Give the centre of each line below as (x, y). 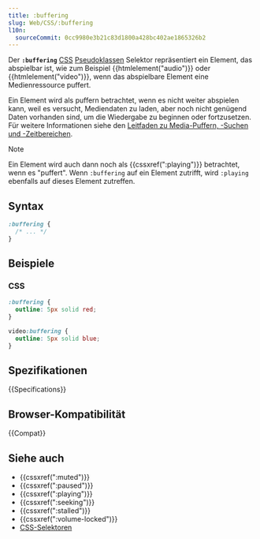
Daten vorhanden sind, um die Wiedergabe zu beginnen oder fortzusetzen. (130, 117)
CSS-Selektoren (46, 528)
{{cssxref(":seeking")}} (57, 503)
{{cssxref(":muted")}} (55, 477)
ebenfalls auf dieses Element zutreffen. (72, 182)
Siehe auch (36, 458)
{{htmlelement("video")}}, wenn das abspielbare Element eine (108, 77)
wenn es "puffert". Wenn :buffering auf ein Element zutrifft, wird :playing (129, 173)
